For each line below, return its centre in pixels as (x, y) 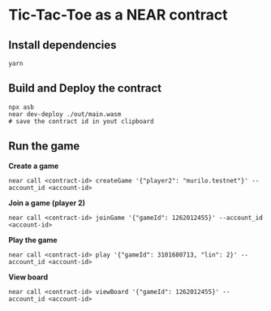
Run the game (44, 147)
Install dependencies (62, 45)
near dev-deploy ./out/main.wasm (65, 114)
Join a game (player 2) (47, 203)
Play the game (33, 240)
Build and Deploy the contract (85, 88)
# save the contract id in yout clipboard (81, 121)
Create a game (34, 166)
